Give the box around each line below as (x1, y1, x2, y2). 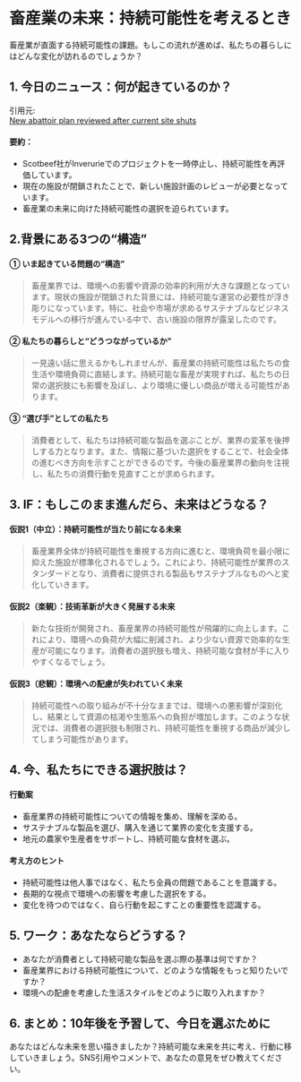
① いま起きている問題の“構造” (9, 258, 125, 269)
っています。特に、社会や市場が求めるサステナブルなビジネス (62, 302, 289, 313)
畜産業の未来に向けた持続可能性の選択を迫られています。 (21, 202, 234, 213)
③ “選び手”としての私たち (9, 413, 109, 424)
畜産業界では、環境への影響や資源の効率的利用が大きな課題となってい (30, 279, 290, 291)
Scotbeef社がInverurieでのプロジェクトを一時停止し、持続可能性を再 (21, 158, 278, 168)
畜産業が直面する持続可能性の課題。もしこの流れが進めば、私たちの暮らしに (9, 39, 292, 50)
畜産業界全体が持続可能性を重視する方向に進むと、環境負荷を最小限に (30, 545, 291, 556)
